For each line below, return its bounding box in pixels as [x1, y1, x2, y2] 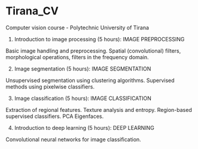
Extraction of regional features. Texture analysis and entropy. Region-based [5, 106, 192, 113]
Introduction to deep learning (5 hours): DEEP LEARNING [14, 124, 155, 131]
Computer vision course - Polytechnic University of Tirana [5, 24, 150, 31]
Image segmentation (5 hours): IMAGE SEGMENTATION [14, 65, 151, 72]
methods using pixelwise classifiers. [5, 83, 95, 90]
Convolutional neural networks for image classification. [5, 136, 141, 143]
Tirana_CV [5, 4, 59, 18]
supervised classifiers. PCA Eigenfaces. [5, 112, 104, 120]
